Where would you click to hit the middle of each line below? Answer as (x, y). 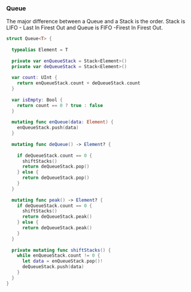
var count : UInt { (35, 78)
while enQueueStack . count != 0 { (59, 255)
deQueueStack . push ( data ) (53, 267)
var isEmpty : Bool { (37, 100)
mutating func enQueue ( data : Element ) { (63, 122)
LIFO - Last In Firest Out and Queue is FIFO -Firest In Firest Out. (85, 28)
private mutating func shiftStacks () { (61, 250)
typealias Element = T (40, 50)
